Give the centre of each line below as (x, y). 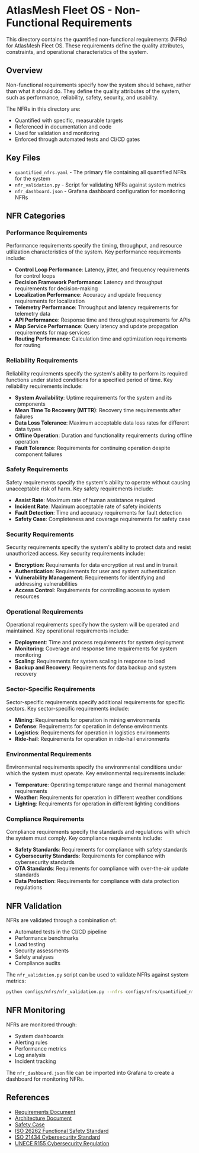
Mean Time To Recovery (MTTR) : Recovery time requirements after (97, 410)
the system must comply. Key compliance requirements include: (84, 838)
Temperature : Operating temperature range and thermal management (100, 785)
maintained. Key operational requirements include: (68, 631)
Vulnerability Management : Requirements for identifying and (90, 577)
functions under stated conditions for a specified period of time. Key (89, 380)
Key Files (23, 158)
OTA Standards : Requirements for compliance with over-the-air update (102, 869)
